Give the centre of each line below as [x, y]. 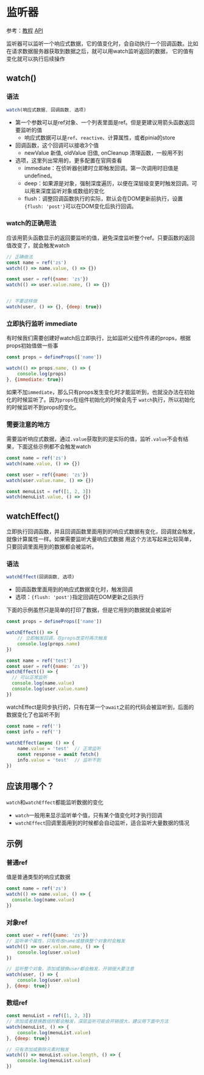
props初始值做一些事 [32, 346]
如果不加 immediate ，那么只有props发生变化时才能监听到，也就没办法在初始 [100, 392]
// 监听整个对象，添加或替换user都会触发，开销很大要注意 [70, 969]
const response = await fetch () [58, 754]
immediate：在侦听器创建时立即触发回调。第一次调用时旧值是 [101, 168]
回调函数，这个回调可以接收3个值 [57, 145]
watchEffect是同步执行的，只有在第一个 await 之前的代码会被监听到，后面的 [100, 707]
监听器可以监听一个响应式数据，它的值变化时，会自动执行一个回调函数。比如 [102, 43]
